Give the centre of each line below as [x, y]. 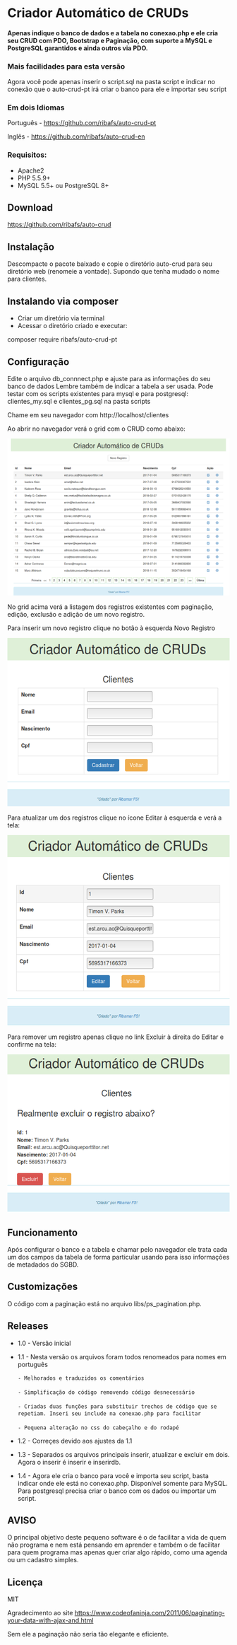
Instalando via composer [63, 301]
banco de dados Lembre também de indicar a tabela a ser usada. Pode [110, 386]
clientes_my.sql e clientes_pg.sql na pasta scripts [79, 401]
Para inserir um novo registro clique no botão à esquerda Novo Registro [111, 628]
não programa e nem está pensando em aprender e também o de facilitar [114, 1545]
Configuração [38, 362]
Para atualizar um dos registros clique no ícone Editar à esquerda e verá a [115, 818]
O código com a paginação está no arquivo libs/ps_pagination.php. [105, 1303]
